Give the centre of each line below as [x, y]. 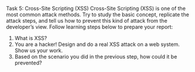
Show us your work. [39, 51]
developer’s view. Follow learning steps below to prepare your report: [90, 27]
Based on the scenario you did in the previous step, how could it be [96, 57]
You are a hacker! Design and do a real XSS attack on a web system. [97, 44]
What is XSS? [31, 38]
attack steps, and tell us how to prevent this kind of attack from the [87, 21]
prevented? [28, 63]
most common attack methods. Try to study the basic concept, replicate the [97, 15]
